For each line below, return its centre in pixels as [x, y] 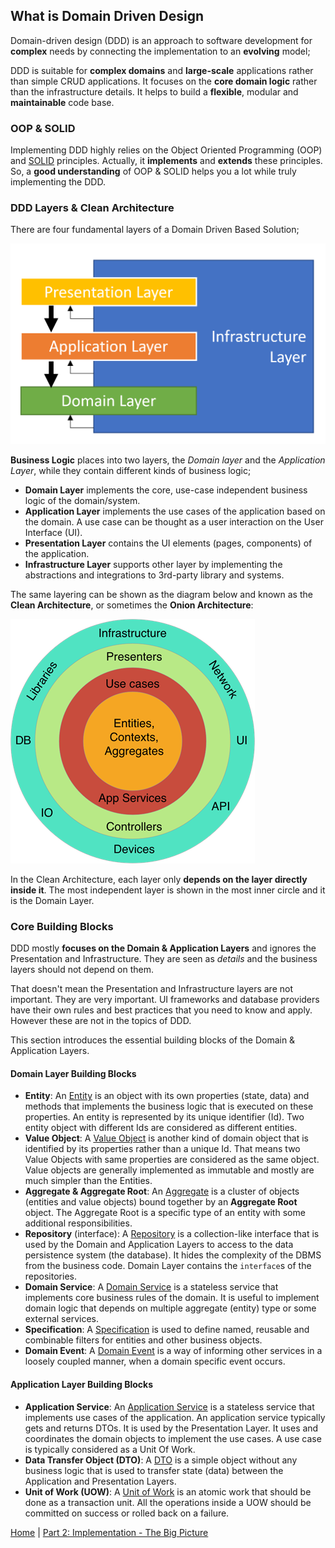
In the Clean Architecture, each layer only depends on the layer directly [159, 879]
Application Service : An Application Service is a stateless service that [169, 1406]
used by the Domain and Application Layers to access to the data [159, 1245]
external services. [61, 1319]
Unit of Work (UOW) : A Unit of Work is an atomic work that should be [168, 1491]
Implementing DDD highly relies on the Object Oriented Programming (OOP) [166, 150]
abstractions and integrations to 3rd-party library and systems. [154, 575]
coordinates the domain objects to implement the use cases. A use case [173, 1438]
